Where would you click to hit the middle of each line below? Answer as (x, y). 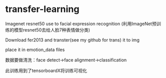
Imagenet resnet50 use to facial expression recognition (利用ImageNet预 (81, 23)
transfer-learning (42, 9)
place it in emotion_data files (35, 49)
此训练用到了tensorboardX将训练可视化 (46, 70)
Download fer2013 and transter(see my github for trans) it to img (72, 40)
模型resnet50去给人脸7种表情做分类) (52, 30)
